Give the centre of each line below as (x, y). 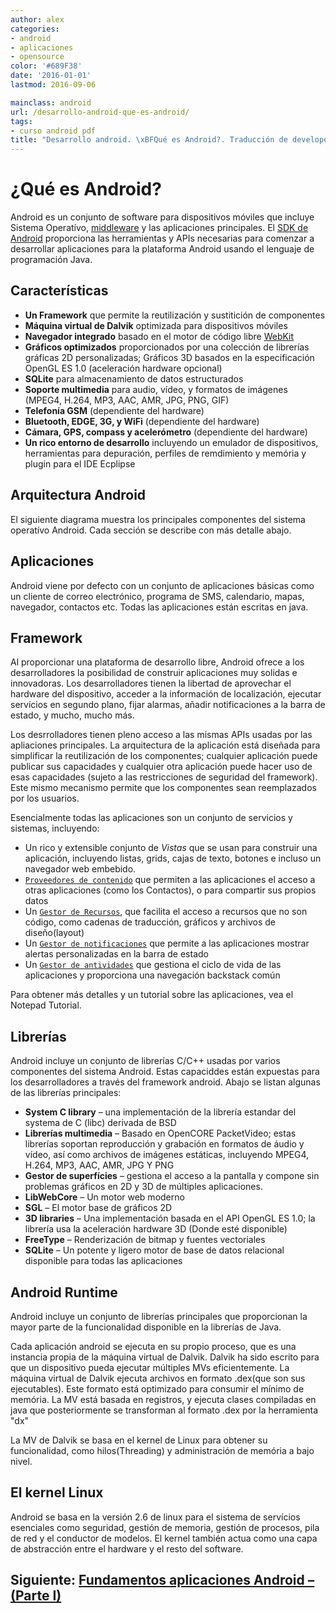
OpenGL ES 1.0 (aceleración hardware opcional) (123, 368)
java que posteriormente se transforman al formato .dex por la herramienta (164, 1410)
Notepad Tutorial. (46, 1005)
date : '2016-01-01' (51, 76)
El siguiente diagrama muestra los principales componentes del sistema (158, 519)
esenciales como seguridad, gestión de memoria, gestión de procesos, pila (165, 1527)
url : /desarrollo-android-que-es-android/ (100, 112)
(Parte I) (36, 1596)
